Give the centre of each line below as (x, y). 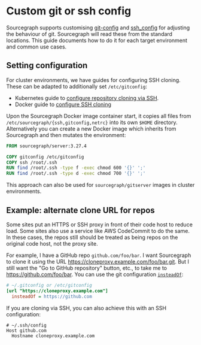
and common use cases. (36, 47)
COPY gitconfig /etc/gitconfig (45, 157)
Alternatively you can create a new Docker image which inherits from (91, 128)
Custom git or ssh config (69, 11)
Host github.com (26, 331)
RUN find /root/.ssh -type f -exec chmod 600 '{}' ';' (76, 168)
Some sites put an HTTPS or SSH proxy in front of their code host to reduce (100, 224)
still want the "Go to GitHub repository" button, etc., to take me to (87, 268)
